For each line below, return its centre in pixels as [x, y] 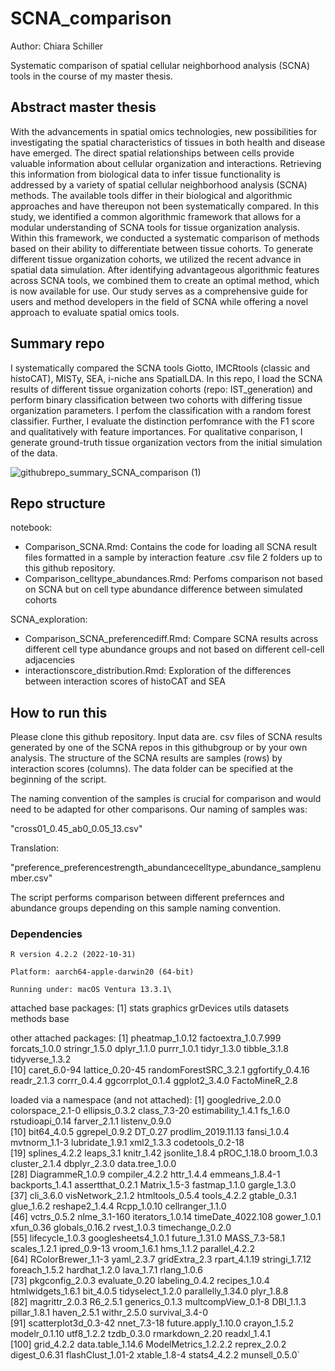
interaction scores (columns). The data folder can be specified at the [152, 769]
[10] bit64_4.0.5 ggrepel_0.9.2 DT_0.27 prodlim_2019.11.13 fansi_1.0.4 [150, 1132]
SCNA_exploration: [49, 619]
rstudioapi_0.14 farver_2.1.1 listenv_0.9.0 [91, 1121]
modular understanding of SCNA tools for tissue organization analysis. [155, 227]
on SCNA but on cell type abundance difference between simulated [163, 589]
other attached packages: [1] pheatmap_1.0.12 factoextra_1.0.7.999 [146, 1038]
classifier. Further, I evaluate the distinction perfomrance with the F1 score [162, 421]
